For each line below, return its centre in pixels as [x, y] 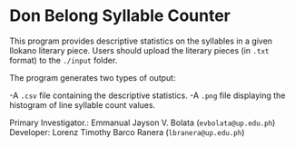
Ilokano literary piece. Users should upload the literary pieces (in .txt [139, 50]
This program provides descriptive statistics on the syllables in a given [141, 41]
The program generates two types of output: [93, 77]
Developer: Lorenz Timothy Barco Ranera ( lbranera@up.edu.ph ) [127, 132]
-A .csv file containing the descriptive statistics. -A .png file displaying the [147, 95]
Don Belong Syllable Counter [120, 16]
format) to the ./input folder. [64, 60]
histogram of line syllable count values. [83, 104]
